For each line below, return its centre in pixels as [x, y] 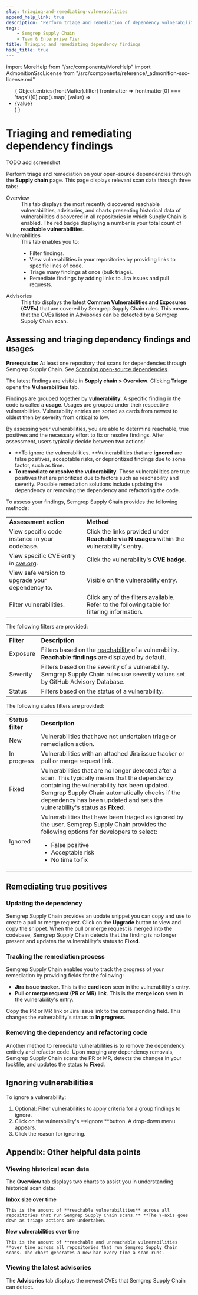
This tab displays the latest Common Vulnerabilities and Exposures [104, 302]
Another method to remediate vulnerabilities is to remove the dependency [95, 1045]
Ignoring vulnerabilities [50, 1083]
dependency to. [31, 587]
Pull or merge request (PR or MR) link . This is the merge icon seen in [99, 993]
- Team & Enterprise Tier [49, 39]
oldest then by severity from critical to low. [58, 417]
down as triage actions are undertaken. [57, 1221]
